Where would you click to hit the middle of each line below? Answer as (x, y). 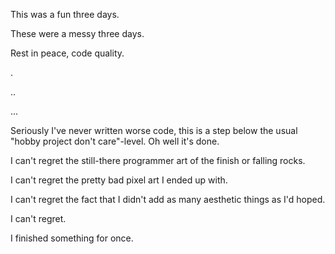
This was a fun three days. (65, 14)
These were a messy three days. (77, 33)
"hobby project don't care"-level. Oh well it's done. (115, 141)
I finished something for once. (72, 238)
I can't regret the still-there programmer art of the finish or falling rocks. (158, 160)
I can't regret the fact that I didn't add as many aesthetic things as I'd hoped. (168, 199)
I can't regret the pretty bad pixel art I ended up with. (119, 180)
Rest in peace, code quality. (67, 53)
